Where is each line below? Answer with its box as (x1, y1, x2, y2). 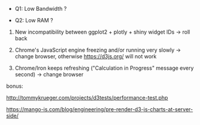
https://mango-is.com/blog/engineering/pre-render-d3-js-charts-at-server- (6, 106, 193, 113)
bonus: (6, 82, 23, 90)
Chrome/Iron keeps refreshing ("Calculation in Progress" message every (14, 64, 194, 72)
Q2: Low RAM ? (14, 17, 53, 23)
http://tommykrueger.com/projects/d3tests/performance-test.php (6, 94, 168, 101)
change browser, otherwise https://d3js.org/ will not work (14, 53, 157, 59)
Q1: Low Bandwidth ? (14, 5, 67, 12)
